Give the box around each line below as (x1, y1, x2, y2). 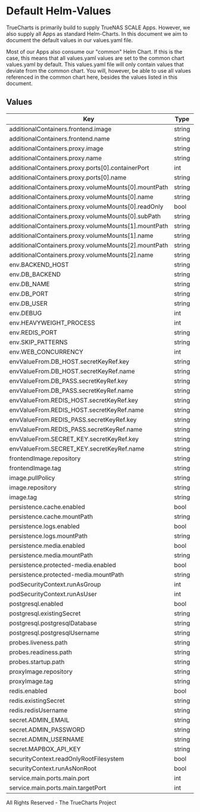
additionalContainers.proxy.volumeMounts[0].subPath (9, 212, 161, 220)
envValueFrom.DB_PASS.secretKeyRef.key (9, 377, 128, 385)
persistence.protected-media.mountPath (9, 571, 124, 579)
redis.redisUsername (9, 706, 68, 714)
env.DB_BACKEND (9, 270, 61, 278)
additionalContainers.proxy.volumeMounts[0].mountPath (9, 183, 168, 191)
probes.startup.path (9, 658, 65, 666)
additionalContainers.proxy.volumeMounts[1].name (9, 231, 154, 240)
